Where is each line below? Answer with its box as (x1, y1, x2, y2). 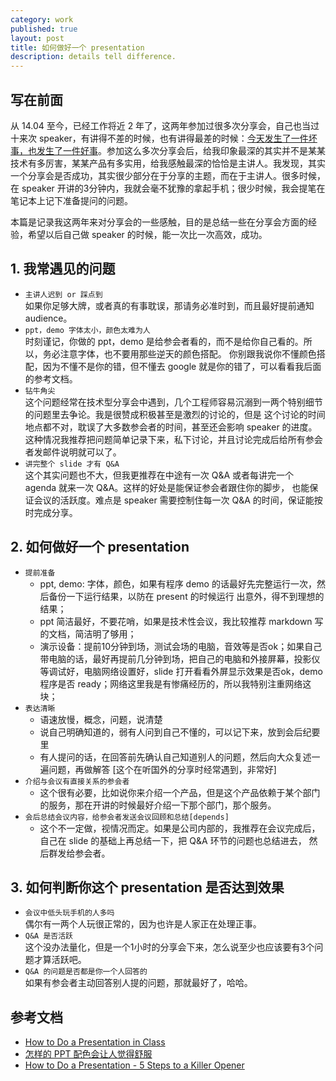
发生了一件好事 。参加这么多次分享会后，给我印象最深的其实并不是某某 (36, 144, 326, 156)
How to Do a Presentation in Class (24, 1036, 166, 1048)
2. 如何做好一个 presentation (10, 539, 190, 556)
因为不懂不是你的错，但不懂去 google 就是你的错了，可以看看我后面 (42, 360, 322, 372)
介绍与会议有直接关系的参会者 (24, 776, 130, 786)
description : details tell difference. (10, 52, 177, 62)
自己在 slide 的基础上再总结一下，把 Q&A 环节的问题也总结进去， (39, 834, 307, 846)
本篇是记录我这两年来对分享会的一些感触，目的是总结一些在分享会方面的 (10, 216, 308, 228)
